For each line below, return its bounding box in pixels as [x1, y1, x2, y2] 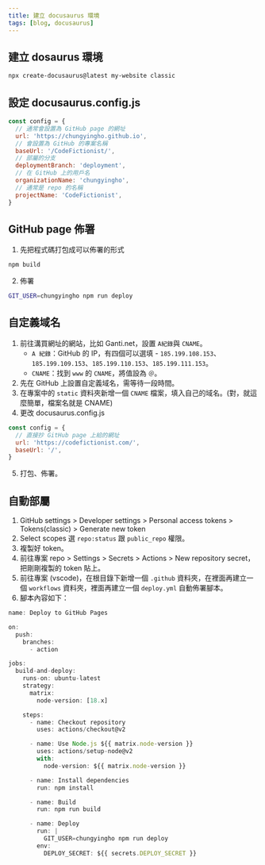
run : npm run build [36, 805, 102, 813]
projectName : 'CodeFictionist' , [15, 191, 123, 199]
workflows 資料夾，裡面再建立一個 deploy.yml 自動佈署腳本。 [29, 583, 228, 593]
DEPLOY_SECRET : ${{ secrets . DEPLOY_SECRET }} [43, 849, 197, 857]
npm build [8, 261, 41, 269]
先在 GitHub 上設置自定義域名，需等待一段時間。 [19, 378, 179, 387]
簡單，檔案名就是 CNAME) [26, 398, 113, 407]
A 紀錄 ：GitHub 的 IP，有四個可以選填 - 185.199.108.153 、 [31, 348, 221, 358]
